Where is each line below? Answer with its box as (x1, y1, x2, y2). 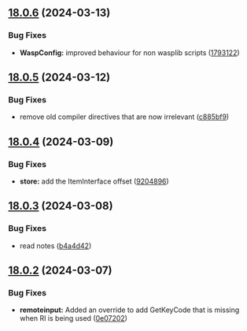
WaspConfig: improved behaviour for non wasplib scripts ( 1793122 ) (19, 47, 240, 58)
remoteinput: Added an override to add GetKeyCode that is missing (19, 305, 240, 314)
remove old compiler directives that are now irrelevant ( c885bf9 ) (19, 112, 230, 121)
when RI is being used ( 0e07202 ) (19, 314, 128, 323)
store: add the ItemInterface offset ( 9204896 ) (19, 177, 169, 186)
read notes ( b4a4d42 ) (19, 240, 92, 251)
